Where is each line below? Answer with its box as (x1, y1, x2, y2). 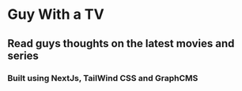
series (7, 49, 39, 62)
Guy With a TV (7, 5, 104, 24)
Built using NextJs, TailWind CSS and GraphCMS (7, 72, 199, 83)
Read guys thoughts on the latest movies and (7, 37, 235, 50)
